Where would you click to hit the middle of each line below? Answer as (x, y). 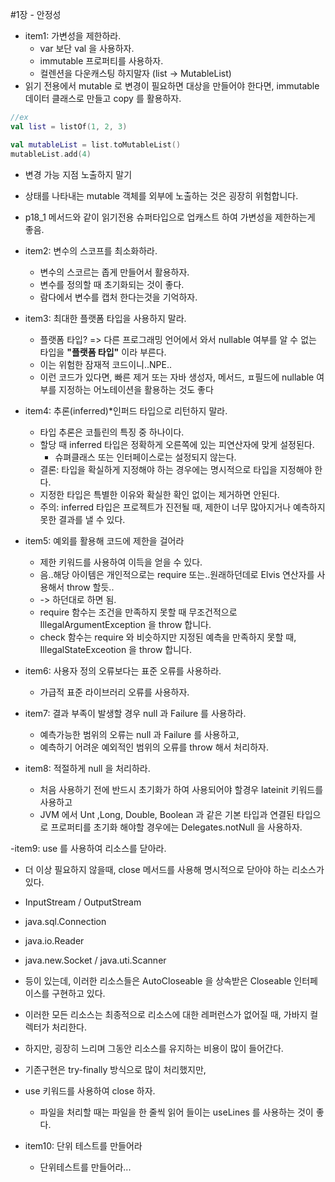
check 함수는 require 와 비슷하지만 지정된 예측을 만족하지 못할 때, (168, 637)
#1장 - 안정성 (36, 14)
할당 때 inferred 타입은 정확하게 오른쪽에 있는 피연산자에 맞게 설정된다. (177, 444)
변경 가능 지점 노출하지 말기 (78, 174)
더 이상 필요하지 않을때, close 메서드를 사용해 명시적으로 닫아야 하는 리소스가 (174, 869)
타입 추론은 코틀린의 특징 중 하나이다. (112, 432)
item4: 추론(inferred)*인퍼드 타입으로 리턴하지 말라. (126, 410)
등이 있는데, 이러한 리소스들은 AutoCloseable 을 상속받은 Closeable (158, 980)
